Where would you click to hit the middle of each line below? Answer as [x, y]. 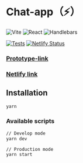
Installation [27, 93]
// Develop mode [26, 133]
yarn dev [17, 139]
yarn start [19, 155]
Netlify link [22, 74]
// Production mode [30, 149]
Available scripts [30, 121]
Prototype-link [27, 58]
